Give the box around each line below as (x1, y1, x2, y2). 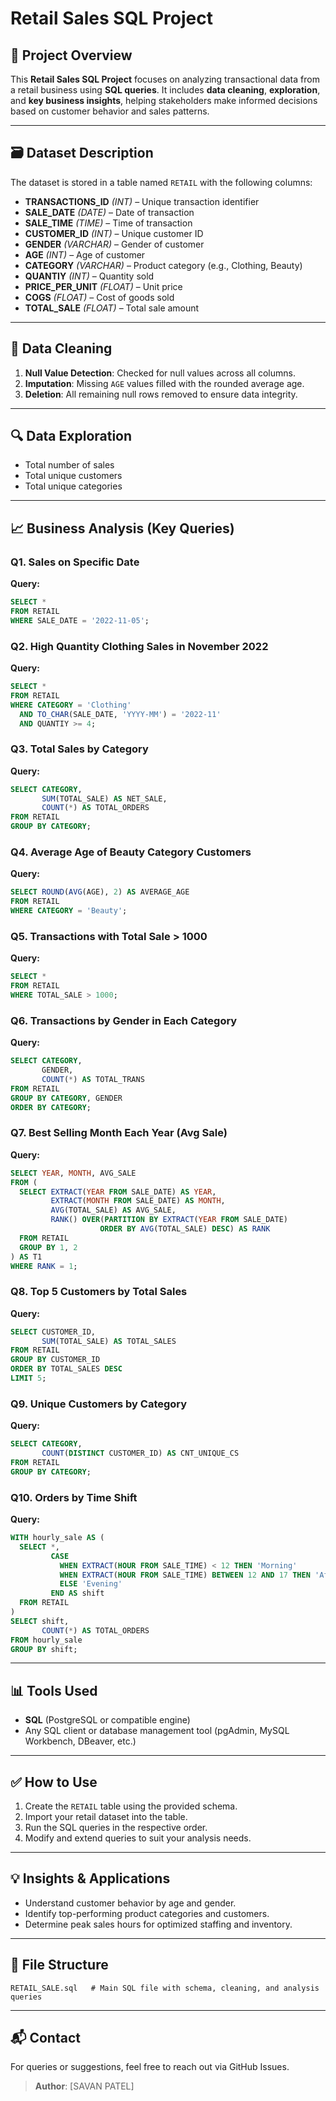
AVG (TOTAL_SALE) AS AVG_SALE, (50, 1205, 177, 1216)
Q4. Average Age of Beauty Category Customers (10, 845, 252, 859)
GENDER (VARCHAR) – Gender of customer (24, 238, 205, 250)
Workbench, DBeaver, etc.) (24, 1735, 137, 1747)
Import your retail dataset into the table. (24, 1811, 188, 1823)
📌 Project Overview (10, 47, 133, 64)
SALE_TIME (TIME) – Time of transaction (24, 217, 193, 229)
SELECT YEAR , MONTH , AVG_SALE (10, 1168, 137, 1178)
